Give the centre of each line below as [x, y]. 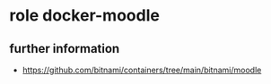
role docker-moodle [84, 16]
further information [65, 49]
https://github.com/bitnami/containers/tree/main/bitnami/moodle [142, 70]
